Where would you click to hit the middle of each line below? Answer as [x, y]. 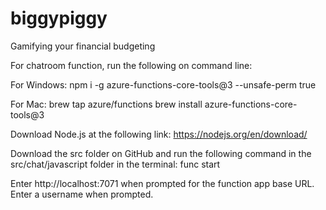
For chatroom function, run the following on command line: [131, 65]
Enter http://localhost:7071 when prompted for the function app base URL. [162, 183]
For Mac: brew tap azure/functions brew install [106, 104]
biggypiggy [59, 18]
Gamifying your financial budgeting [83, 46]
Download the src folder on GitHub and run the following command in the [161, 153]
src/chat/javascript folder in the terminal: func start [115, 164]
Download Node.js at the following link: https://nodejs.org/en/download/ [159, 134]
